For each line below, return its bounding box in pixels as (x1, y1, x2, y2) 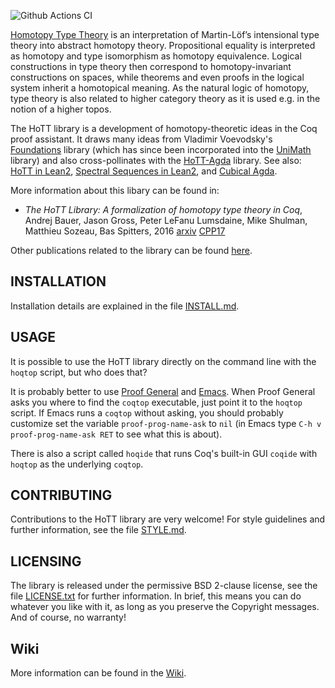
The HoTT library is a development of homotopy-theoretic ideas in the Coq (10, 123, 318, 134)
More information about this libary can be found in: (10, 185, 220, 196)
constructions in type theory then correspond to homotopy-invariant (10, 61, 292, 72)
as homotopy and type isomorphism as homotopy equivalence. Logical (10, 50, 302, 62)
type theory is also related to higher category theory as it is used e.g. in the (10, 93, 321, 104)
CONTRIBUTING (10, 487, 113, 504)
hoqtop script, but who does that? (10, 366, 148, 378)
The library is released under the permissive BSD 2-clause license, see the (10, 580, 318, 592)
